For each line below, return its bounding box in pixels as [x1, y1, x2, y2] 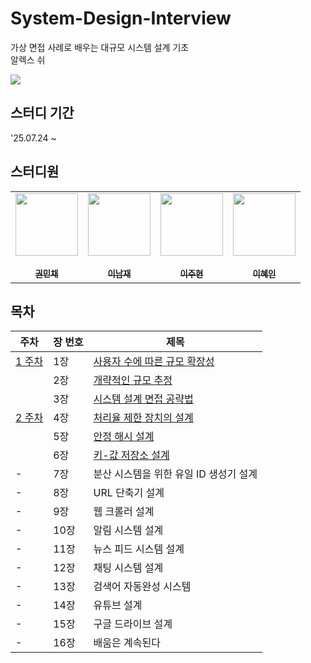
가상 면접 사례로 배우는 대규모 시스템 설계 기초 [10, 41, 190, 53]
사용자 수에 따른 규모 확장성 [93, 355, 215, 369]
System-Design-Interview [10, 7, 232, 30]
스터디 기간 [10, 105, 75, 122]
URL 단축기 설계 [93, 486, 165, 500]
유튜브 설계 [93, 598, 143, 612]
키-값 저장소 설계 [93, 448, 170, 462]
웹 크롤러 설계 [93, 505, 155, 519]
